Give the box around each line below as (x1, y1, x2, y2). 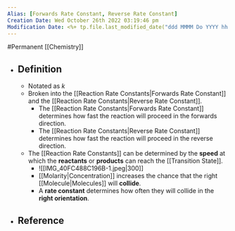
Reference (17, 214, 65, 226)
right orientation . (38, 194, 89, 203)
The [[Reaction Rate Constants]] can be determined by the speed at (27, 149, 226, 158)
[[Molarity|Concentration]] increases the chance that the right (38, 172, 218, 180)
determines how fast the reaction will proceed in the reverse (38, 135, 213, 143)
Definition (17, 63, 62, 75)
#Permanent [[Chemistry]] (7, 43, 84, 51)
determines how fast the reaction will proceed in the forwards (38, 112, 217, 120)
